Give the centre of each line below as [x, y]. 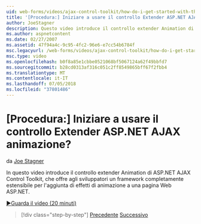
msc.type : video [26, 56]
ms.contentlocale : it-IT [37, 78]
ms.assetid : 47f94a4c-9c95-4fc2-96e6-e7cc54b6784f [71, 45]
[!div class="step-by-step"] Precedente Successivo [84, 214]
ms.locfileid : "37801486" [38, 90]
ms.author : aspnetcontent [38, 34]
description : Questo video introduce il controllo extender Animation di [100, 28]
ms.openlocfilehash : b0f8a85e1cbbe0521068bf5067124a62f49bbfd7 [87, 62]
